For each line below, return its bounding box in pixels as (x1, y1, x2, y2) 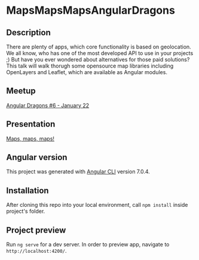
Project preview (6, 225, 66, 235)
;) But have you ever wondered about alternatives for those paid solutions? (6, 56, 190, 63)
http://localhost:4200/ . (6, 247, 67, 255)
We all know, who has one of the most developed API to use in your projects (6, 50, 194, 57)
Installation (6, 185, 49, 195)
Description (6, 27, 51, 38)
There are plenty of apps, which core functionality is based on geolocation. (6, 43, 191, 50)
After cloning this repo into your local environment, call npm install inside (6, 201, 188, 209)
